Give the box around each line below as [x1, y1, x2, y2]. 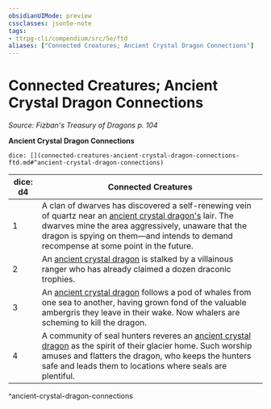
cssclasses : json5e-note [8, 19, 92, 27]
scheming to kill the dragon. [41, 317, 147, 328]
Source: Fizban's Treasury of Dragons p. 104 [8, 120, 159, 130]
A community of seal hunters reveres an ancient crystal [41, 330, 252, 341]
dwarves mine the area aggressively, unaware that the [41, 220, 248, 232]
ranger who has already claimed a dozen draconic [41, 264, 231, 275]
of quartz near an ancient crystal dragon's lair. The [41, 211, 234, 222]
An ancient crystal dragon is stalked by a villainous [41, 253, 234, 265]
